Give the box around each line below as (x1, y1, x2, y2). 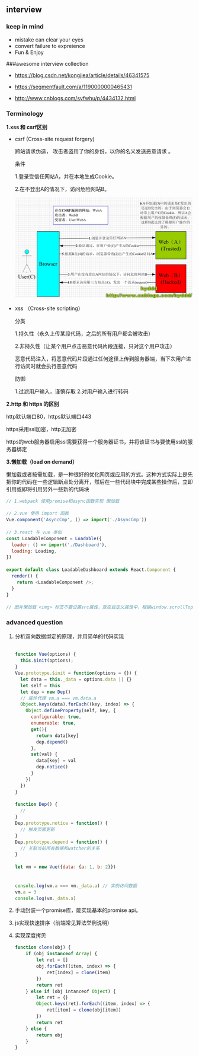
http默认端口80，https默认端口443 (6, 413, 92, 420)
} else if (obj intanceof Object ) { (25, 988, 116, 994)
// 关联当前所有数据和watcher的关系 (20, 845, 100, 851)
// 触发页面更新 (20, 827, 55, 832)
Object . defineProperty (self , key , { (25, 708, 116, 714)
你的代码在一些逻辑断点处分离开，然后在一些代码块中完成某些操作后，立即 (11, 478, 193, 485)
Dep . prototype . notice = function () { (14, 821, 108, 827)
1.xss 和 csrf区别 (6, 123, 47, 130)
